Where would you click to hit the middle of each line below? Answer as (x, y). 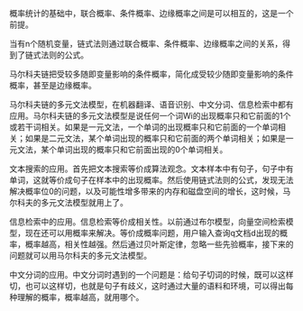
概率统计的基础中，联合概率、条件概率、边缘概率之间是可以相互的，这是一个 (151, 13)
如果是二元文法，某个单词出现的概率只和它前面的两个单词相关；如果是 (155, 138)
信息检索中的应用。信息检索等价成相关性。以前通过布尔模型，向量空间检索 (147, 222)
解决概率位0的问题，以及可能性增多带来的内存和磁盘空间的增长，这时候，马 (150, 191)
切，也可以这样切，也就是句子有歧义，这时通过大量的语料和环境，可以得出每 (151, 286)
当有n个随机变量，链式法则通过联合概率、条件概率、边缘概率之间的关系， (146, 44)
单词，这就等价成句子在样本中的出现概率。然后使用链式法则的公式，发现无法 (151, 180)
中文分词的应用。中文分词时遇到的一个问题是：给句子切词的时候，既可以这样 (151, 274)
